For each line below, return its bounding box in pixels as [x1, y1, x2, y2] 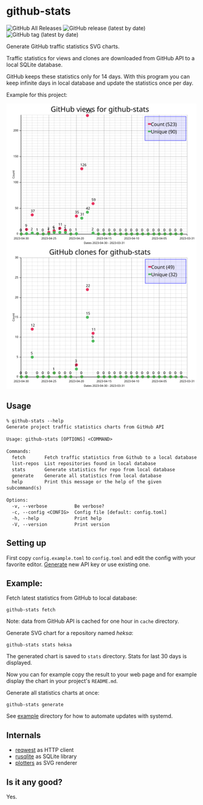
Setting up [6, 538, 47, 548]
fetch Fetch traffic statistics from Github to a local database [12, 454, 198, 461]
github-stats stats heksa [6, 642, 72, 648]
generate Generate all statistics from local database [12, 472, 162, 479]
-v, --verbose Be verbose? [12, 503, 105, 509]
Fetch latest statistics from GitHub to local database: [6, 594, 138, 601]
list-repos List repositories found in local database [12, 460, 156, 467]
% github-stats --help [6, 417, 64, 424]
